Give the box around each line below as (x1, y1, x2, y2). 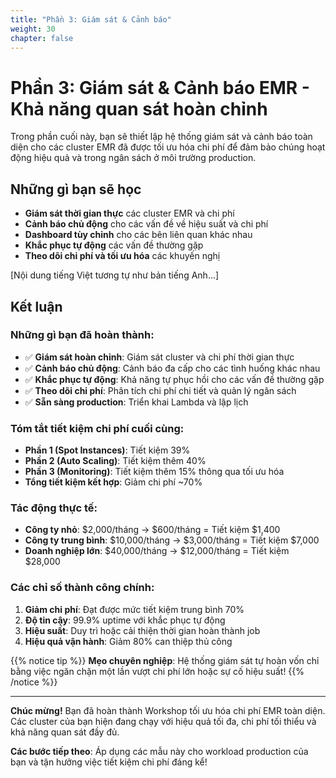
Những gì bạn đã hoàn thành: (10, 328, 155, 342)
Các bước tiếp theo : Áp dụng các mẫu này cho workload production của (10, 745, 309, 757)
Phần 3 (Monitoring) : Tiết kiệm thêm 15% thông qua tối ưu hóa (24, 466, 285, 478)
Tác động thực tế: (10, 501, 98, 515)
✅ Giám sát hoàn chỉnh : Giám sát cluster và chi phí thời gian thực (24, 351, 295, 363)
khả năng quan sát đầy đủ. (10, 726, 120, 738)
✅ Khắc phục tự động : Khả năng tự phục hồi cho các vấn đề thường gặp (24, 373, 325, 385)
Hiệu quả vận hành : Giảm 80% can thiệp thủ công (24, 635, 233, 647)
